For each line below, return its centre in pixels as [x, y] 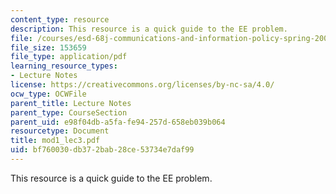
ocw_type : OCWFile [48, 94]
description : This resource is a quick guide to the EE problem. [149, 29]
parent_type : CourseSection [69, 112]
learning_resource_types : [64, 66]
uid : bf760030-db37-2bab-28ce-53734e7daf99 [102, 150]
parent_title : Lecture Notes [71, 103]
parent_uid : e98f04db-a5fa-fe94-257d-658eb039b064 [118, 122]
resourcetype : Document [60, 131]
